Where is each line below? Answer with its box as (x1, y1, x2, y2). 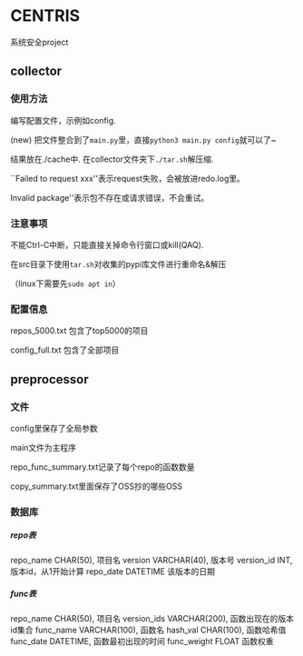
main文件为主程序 (10, 442, 76, 452)
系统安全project (10, 36, 69, 47)
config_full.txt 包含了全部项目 (10, 344, 120, 355)
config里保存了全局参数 (10, 422, 98, 433)
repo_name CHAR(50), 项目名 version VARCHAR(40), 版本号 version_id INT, (10, 554, 293, 565)
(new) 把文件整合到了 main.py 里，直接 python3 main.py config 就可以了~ (10, 134, 277, 145)
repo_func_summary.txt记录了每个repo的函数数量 (10, 461, 195, 472)
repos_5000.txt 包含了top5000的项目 (10, 325, 149, 336)
